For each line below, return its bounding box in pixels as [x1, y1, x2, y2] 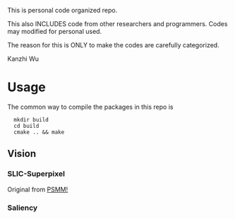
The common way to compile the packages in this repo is [7, 102, 174, 111]
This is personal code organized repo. [7, 6, 118, 14]
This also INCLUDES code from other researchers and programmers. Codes [7, 20, 228, 28]
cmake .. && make [13, 129, 65, 136]
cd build [13, 122, 40, 129]
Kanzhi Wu [7, 54, 39, 63]
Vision [7, 148, 37, 160]
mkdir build [13, 116, 49, 123]
